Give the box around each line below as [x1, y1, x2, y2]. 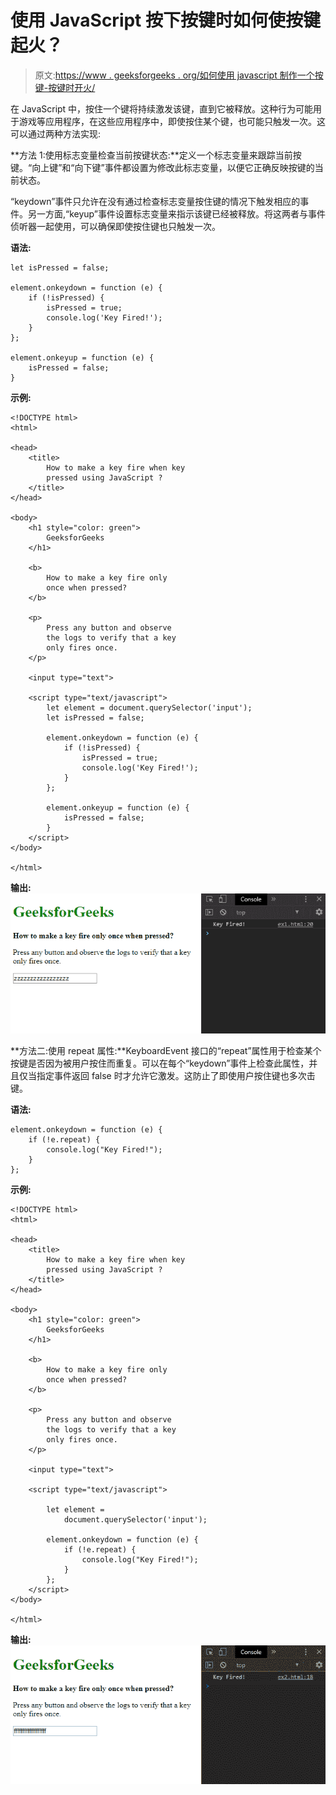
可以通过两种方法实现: [10, 127, 102, 140]
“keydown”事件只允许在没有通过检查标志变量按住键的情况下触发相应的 [10, 195, 301, 207]
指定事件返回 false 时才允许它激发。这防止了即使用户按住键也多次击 [36, 1069, 316, 1081]
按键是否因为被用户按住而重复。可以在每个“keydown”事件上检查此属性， [10, 1057, 310, 1069]
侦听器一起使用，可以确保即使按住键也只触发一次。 [10, 220, 221, 232]
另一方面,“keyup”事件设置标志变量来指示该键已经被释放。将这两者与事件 [27, 207, 326, 220]
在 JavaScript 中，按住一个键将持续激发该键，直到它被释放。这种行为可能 [10, 102, 314, 115]
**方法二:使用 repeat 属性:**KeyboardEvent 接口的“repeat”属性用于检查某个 [10, 1044, 322, 1056]
